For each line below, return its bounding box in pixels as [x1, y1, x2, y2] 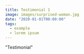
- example [9, 26, 30, 31]
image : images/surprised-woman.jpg [5, 12, 79, 17]
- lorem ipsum [9, 30, 39, 35]
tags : [5, 21, 16, 26]
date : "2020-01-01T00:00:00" [5, 16, 66, 21]
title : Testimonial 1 [5, 7, 50, 12]
